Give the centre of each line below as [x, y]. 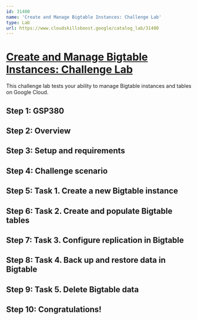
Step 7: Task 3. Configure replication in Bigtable [95, 240]
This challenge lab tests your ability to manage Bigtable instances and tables [99, 86]
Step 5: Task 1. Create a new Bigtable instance [92, 191]
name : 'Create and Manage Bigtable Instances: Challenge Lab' [84, 17]
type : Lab [18, 22]
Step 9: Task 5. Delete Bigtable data [73, 289]
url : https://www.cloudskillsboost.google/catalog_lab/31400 [83, 28]
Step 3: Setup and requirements [66, 151]
